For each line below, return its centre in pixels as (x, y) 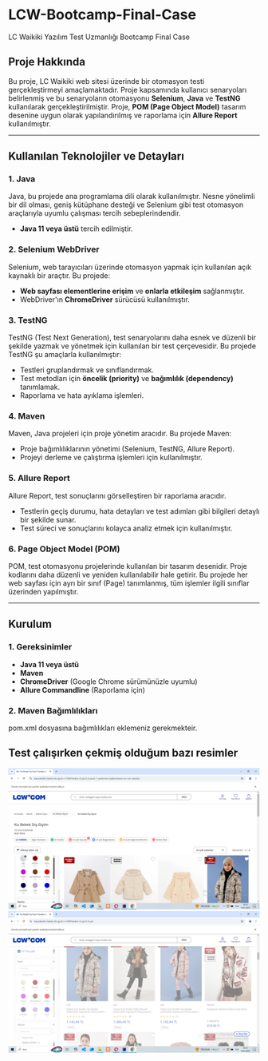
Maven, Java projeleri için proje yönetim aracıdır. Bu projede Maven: (120, 434)
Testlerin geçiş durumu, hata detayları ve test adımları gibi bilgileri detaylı (140, 511)
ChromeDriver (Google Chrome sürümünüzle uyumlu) (108, 682)
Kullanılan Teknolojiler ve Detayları (97, 156)
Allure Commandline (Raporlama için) (83, 689)
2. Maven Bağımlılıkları (53, 710)
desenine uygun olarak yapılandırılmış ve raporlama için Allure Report (123, 115)
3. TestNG (28, 320)
